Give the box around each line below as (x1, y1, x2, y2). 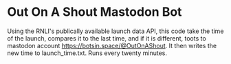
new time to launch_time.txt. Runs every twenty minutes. (7, 49, 167, 57)
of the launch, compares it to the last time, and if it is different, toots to (7, 34, 206, 42)
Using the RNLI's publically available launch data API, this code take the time (7, 27, 224, 35)
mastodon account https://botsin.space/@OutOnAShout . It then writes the (7, 41, 217, 50)
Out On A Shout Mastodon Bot (7, 4, 182, 20)
